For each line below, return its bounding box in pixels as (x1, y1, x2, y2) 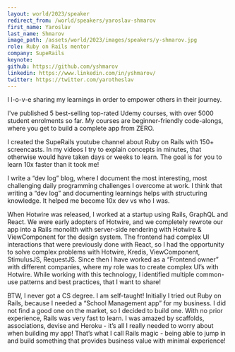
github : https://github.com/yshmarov (7, 63, 119, 70)
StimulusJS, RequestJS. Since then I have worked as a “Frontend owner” (7, 255, 219, 264)
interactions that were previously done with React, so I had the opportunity (7, 240, 224, 249)
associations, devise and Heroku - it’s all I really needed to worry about (7, 322, 214, 330)
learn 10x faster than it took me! (7, 160, 100, 169)
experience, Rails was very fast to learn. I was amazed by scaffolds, (7, 314, 205, 322)
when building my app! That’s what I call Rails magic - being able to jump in (7, 329, 226, 338)
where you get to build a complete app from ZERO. (7, 124, 155, 133)
